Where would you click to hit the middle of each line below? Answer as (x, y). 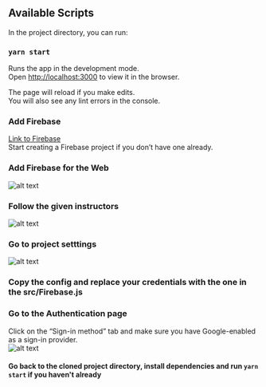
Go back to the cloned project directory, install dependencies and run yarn (133, 366)
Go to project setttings (53, 244)
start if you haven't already (55, 375)
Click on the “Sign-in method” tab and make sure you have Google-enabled (132, 331)
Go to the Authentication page (68, 314)
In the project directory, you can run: (68, 32)
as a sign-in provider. (43, 339)
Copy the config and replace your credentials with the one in (127, 282)
